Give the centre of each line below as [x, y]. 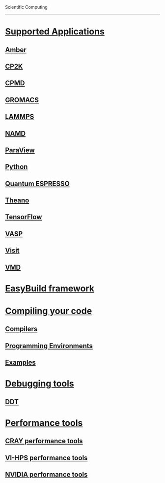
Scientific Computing [26, 7]
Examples [20, 363]
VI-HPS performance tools [46, 458]
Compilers [21, 329]
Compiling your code [49, 311]
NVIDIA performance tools [46, 475]
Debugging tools [40, 384]
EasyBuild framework [50, 288]
